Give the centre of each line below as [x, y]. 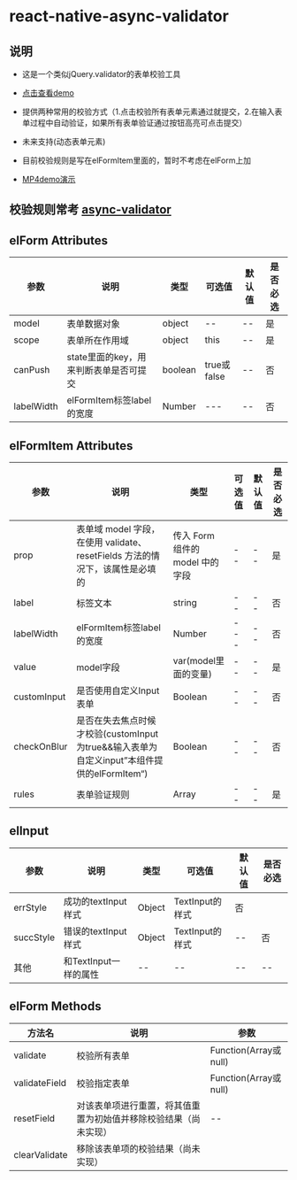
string [185, 603]
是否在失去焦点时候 [116, 721]
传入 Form [194, 536]
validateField [40, 1083]
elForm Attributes [59, 240]
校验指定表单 [103, 1084]
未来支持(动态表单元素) [64, 142]
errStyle [30, 907]
